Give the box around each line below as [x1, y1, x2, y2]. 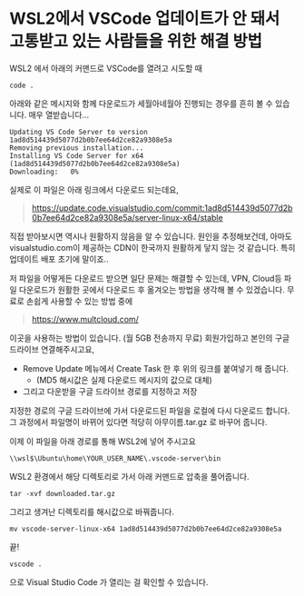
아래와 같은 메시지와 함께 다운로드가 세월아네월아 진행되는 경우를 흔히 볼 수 [9, 97, 274, 109]
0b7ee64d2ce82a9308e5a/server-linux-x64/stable [31, 212, 224, 223]
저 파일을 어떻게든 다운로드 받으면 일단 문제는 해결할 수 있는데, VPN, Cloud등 [9, 273, 283, 283]
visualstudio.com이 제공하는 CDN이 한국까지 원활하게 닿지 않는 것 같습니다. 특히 [9, 242, 296, 253]
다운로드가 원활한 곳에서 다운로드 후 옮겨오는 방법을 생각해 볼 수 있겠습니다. [18, 283, 286, 295]
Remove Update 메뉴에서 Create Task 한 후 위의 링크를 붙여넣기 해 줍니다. [22, 363, 289, 373]
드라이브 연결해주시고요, [9, 343, 95, 354]
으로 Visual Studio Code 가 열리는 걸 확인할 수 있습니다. [9, 576, 209, 587]
